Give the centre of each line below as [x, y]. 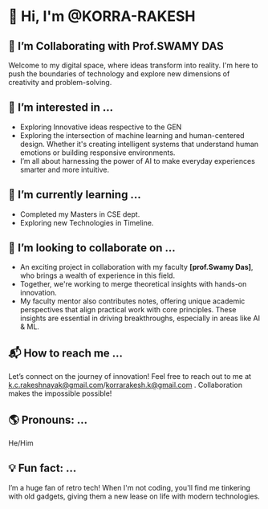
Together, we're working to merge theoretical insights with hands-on [133, 284]
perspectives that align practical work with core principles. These [128, 310]
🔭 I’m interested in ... [61, 108]
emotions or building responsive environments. [97, 153]
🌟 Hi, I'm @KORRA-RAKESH [102, 16]
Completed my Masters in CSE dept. [80, 214]
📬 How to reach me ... [65, 353]
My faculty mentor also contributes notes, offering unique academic [132, 301]
